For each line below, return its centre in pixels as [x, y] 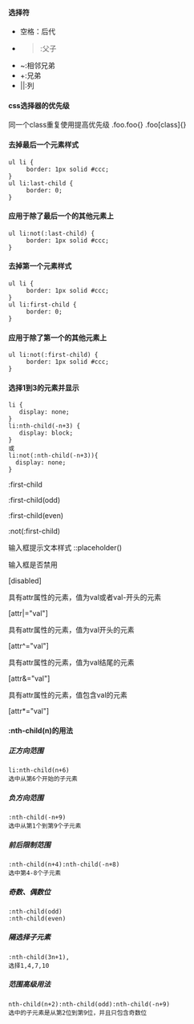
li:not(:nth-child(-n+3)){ [53, 456]
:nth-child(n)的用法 [41, 731]
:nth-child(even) [37, 918]
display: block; [46, 433]
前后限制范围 [29, 844]
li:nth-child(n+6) [39, 770]
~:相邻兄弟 [38, 66]
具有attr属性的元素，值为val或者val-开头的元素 [85, 597]
